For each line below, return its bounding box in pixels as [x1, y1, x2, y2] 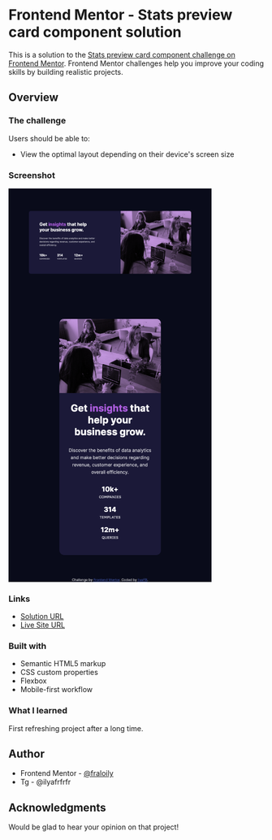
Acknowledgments [8, 800, 107, 814]
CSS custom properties [19, 668, 99, 678]
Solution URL [19, 611, 64, 621]
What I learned [8, 705, 67, 717]
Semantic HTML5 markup [19, 659, 106, 669]
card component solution [8, 23, 182, 41]
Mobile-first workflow [19, 685, 93, 695]
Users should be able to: [8, 133, 91, 143]
